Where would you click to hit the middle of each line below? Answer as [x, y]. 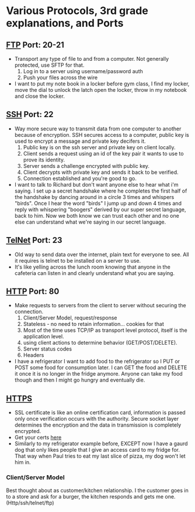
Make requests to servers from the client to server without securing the [100, 305]
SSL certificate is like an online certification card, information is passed [100, 413]
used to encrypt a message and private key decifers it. [80, 141]
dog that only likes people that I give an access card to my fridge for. [97, 450]
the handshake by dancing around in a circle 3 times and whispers [94, 197]
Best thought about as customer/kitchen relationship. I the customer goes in [97, 490]
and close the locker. [40, 96]
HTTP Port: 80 [33, 292]
